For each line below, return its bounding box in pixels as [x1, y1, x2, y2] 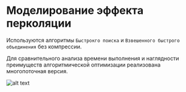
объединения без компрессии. [6, 43, 82, 50]
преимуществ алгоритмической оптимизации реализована [6, 61, 161, 68]
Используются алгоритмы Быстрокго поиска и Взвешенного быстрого [6, 36, 181, 44]
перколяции [6, 16, 72, 30]
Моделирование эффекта [6, 4, 144, 18]
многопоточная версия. [6, 67, 68, 74]
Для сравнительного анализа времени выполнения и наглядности [6, 54, 179, 62]
